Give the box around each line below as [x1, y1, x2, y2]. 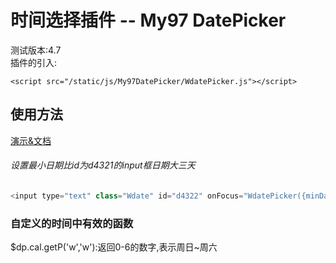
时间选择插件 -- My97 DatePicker [10, 9, 287, 32]
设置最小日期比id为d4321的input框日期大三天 [10, 159, 196, 171]
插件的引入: [10, 56, 58, 68]
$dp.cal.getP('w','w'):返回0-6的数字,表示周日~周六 [10, 241, 218, 253]
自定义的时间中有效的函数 [10, 216, 134, 230]
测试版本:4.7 [10, 44, 62, 56]
